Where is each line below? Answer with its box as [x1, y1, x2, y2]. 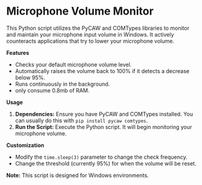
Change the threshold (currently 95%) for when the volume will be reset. [15, 159, 197, 167]
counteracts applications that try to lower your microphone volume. [6, 37, 175, 44]
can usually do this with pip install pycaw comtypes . [15, 117, 148, 124]
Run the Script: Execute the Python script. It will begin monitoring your [15, 123, 192, 130]
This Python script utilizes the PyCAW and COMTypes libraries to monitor [6, 24, 190, 32]
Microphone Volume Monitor [6, 4, 154, 18]
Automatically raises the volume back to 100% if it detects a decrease [15, 67, 190, 74]
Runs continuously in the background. [15, 80, 110, 88]
